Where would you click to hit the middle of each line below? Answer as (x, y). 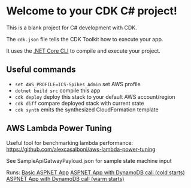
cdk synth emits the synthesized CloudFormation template (87, 110)
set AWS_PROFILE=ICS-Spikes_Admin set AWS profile (78, 84)
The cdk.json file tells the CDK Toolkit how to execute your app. (85, 39)
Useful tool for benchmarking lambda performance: (70, 142)
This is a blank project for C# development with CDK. (72, 28)
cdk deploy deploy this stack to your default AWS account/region (95, 96)
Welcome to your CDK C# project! (92, 11)
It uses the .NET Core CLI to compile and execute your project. (83, 51)
